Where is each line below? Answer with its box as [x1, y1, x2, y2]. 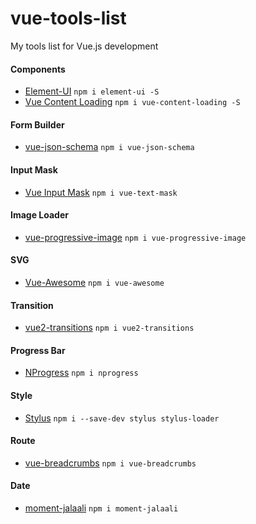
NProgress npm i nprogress [24, 367, 139, 379]
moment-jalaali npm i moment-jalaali [24, 502, 179, 514]
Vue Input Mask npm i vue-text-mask [24, 186, 178, 198]
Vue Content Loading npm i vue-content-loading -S [24, 96, 241, 108]
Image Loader [10, 209, 69, 221]
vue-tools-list [10, 7, 127, 30]
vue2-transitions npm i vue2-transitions [24, 322, 195, 334]
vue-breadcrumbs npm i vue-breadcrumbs [24, 457, 197, 469]
